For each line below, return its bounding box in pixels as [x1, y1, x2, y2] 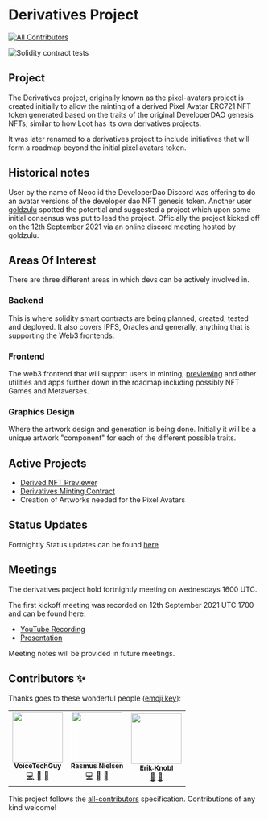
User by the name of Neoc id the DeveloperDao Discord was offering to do [8, 187, 256, 197]
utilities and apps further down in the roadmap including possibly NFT [8, 377, 240, 387]
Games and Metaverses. [8, 385, 89, 396]
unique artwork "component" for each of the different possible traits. [8, 433, 237, 443]
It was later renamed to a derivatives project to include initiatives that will [8, 134, 249, 143]
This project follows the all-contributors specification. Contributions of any [8, 794, 256, 804]
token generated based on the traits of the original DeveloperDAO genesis [8, 110, 254, 119]
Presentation [19, 633, 63, 642]
